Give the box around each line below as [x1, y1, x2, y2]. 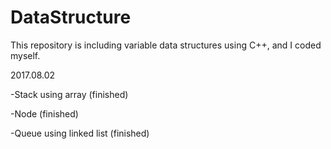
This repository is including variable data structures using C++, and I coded [10, 39, 322, 51]
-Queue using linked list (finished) [10, 127, 150, 139]
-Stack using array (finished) [10, 88, 129, 100]
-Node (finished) [10, 107, 79, 120]
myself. [10, 49, 41, 61]
